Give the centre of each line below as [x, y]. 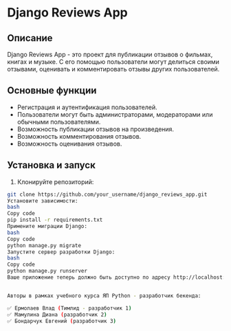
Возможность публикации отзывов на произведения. [95, 129]
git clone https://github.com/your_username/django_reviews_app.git [107, 194]
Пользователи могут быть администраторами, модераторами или [115, 114]
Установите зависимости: [43, 201]
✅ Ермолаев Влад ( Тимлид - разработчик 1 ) [69, 308]
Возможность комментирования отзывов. [79, 136]
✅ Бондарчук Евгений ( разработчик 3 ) [62, 321]
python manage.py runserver [47, 271]
